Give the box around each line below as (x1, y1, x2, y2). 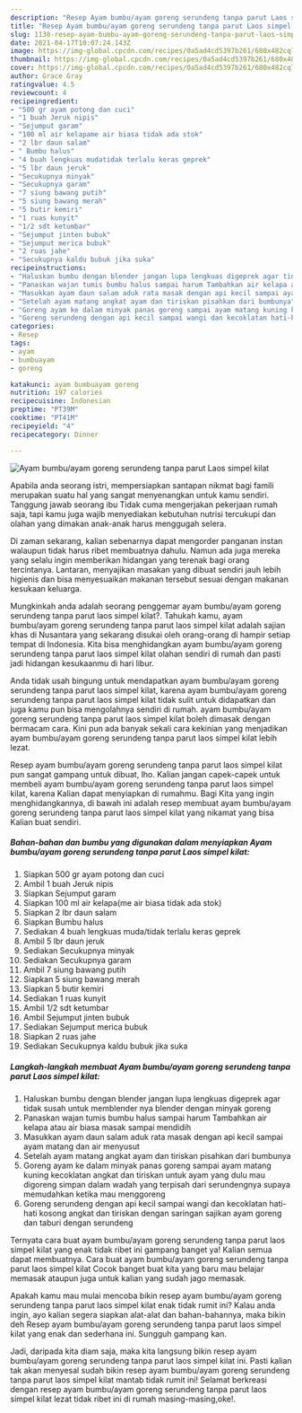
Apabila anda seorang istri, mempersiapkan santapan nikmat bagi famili (10, 479, 274, 490)
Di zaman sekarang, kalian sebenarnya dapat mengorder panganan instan (10, 535, 283, 546)
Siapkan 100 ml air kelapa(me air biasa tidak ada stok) (22, 898, 222, 908)
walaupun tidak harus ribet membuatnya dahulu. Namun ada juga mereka (10, 545, 280, 556)
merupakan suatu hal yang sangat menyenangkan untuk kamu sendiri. (10, 489, 270, 500)
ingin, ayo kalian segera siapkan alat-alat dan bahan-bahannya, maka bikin (10, 1310, 286, 1321)
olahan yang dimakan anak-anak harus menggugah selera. (10, 518, 227, 529)
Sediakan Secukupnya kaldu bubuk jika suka (22, 1040, 188, 1051)
